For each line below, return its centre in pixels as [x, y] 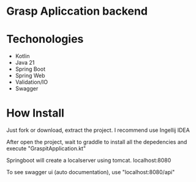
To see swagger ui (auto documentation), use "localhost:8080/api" [91, 172]
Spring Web [30, 76]
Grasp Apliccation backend [77, 11]
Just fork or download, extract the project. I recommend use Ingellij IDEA [98, 130]
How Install [35, 113]
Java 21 [25, 63]
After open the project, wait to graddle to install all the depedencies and [97, 142]
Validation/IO [31, 82]
